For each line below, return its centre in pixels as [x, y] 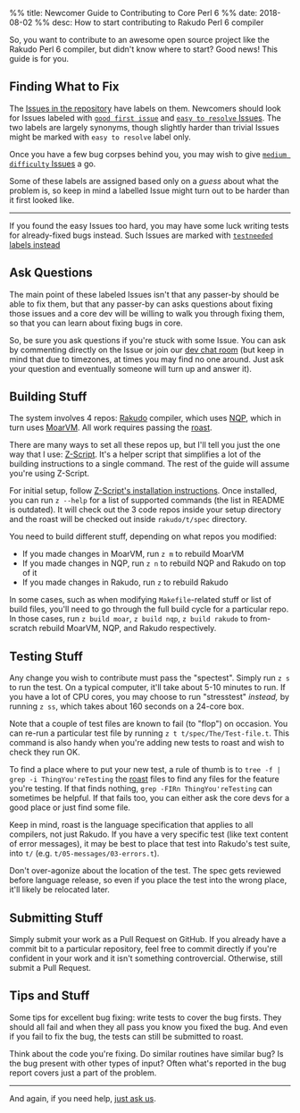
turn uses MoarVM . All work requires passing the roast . [111, 427]
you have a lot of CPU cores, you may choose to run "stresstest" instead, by [150, 697]
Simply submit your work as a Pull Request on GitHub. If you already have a [148, 940]
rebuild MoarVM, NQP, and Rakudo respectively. [128, 628]
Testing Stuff [46, 656]
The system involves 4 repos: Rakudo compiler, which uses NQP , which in [145, 418]
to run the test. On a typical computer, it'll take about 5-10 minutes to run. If [147, 687]
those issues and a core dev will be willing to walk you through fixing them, [147, 313]
